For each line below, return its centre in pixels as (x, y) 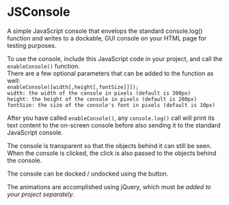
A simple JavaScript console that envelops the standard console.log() (105, 31)
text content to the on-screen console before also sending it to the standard (114, 125)
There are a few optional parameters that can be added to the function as (110, 73)
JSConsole (39, 12)
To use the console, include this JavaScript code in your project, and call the (115, 58)
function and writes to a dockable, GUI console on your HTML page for (107, 38)
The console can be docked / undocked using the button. (88, 173)
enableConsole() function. (43, 66)
